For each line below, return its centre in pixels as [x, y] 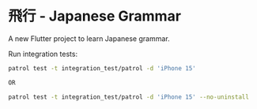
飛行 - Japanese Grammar [95, 16]
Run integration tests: [43, 54]
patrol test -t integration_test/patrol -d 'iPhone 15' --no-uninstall [128, 97]
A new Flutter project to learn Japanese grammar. [89, 38]
